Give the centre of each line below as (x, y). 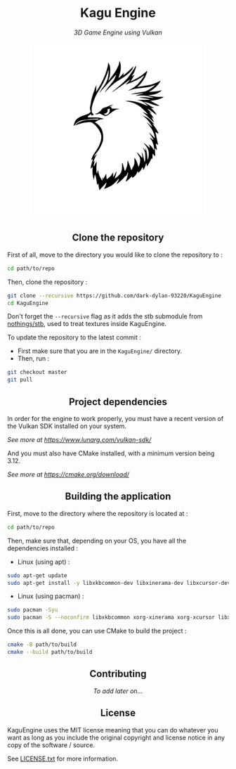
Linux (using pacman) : (51, 596)
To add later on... (118, 691)
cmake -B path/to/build (42, 645)
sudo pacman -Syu (33, 610)
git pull (20, 380)
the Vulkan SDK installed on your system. (67, 426)
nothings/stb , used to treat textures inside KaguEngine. (87, 324)
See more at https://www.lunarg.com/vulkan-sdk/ (79, 439)
